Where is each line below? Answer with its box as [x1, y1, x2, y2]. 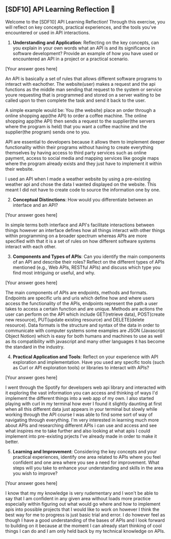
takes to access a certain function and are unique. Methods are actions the [5, 306, 163, 312]
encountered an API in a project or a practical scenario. [12, 56, 129, 62]
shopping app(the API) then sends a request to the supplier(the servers [5, 118, 156, 124]
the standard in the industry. [5, 343, 65, 350]
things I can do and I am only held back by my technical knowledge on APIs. [5, 528, 165, 534]
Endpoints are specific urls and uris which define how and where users [5, 295, 155, 301]
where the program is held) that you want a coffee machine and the [5, 123, 147, 129]
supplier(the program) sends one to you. [5, 129, 90, 135]
